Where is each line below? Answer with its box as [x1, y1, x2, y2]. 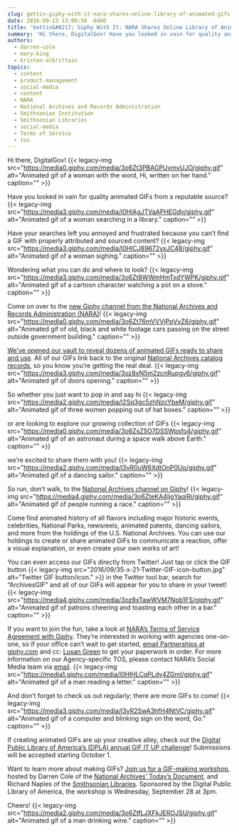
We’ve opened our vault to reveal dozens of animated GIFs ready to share [7, 346, 223, 355]
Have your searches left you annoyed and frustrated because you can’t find [7, 229, 229, 237]
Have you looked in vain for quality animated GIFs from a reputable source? [7, 192, 228, 201]
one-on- [205, 632, 230, 641]
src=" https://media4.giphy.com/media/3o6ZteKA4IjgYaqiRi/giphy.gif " [20, 493, 223, 501]
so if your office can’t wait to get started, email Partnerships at [21, 640, 205, 649]
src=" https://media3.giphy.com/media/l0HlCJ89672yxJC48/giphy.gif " [7, 244, 213, 253]
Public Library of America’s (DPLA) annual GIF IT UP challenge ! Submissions [7, 743, 231, 752]
